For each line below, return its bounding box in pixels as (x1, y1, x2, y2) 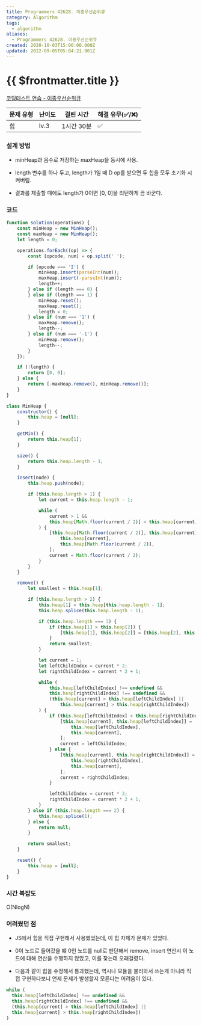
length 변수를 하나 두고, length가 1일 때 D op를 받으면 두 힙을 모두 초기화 (14, 169, 186, 176)
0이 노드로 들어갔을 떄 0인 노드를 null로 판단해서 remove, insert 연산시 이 (14, 947, 188, 954)
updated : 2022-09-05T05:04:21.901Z (6, 48, 96, 54)
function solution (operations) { (6, 220, 90, 226)
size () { (17, 452, 39, 459)
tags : (6, 20, 20, 26)
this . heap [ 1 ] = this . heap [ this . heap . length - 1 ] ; (38, 602, 165, 608)
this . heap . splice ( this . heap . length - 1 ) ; (38, 607, 144, 613)
